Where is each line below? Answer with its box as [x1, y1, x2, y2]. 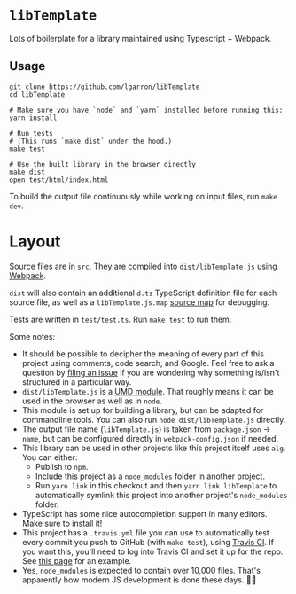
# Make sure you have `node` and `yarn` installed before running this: [9, 106, 284, 114]
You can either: [21, 451, 78, 463]
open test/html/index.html [9, 176, 109, 184]
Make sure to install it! [21, 518, 103, 528]
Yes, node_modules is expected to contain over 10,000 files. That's [21, 565, 261, 575]
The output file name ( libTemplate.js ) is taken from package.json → [21, 424, 271, 434]
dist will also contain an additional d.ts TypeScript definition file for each [9, 287, 277, 298]
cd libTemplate [9, 90, 66, 99]
